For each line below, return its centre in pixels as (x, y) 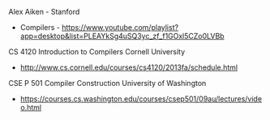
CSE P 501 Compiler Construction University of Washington (107, 83)
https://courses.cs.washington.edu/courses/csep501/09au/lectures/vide (141, 99)
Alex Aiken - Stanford (44, 12)
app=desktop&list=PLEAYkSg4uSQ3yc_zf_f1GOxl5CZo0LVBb (122, 36)
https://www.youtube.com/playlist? (120, 27)
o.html (31, 107)
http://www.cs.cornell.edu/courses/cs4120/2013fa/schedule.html (129, 67)
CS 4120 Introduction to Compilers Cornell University (97, 51)
